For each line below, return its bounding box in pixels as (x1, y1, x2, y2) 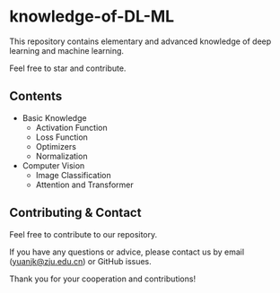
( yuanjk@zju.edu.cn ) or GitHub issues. (9, 255, 153, 266)
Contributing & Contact (9, 205, 142, 220)
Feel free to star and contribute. (9, 63, 127, 73)
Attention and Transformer (35, 179, 135, 190)
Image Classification (35, 169, 112, 180)
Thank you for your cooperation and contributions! (9, 273, 196, 284)
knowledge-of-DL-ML (9, 6, 175, 27)
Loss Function (35, 132, 88, 142)
